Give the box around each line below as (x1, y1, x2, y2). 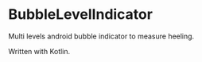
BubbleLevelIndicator (8, 5, 153, 24)
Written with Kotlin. (8, 46, 71, 56)
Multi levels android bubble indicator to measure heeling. (8, 31, 195, 41)
